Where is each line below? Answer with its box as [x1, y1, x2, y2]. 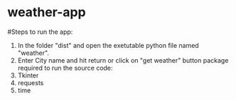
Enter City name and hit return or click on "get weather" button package [17, 56, 229, 64]
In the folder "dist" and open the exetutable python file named [17, 41, 199, 49]
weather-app [7, 4, 87, 20]
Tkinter [17, 71, 39, 80]
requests [17, 78, 44, 87]
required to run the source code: [17, 63, 113, 72]
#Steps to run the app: [7, 27, 73, 36]
